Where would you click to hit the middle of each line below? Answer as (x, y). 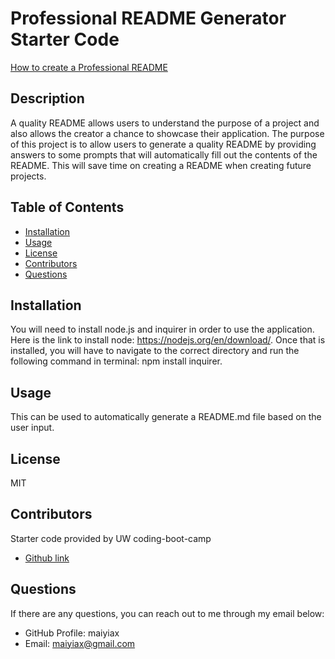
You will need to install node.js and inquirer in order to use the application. (162, 329)
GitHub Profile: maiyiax (72, 633)
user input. (32, 428)
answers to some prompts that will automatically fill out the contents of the (164, 154)
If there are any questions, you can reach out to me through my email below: (167, 613)
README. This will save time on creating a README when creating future (161, 165)
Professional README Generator (148, 18)
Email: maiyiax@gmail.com (80, 643)
